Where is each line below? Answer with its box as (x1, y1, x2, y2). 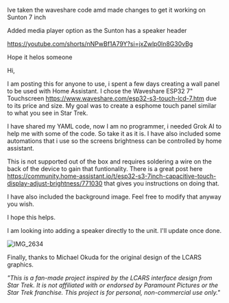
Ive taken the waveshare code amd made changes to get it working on (7, 6, 206, 14)
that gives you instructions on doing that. (104, 179, 219, 188)
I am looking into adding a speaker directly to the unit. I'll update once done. (7, 227, 222, 234)
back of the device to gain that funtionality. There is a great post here (7, 165, 203, 172)
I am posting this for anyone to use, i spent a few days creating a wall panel (7, 80, 220, 88)
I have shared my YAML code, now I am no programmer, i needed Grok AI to (7, 122, 221, 130)
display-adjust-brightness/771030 (7, 179, 103, 188)
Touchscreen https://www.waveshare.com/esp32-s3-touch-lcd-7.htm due (7, 94, 217, 102)
